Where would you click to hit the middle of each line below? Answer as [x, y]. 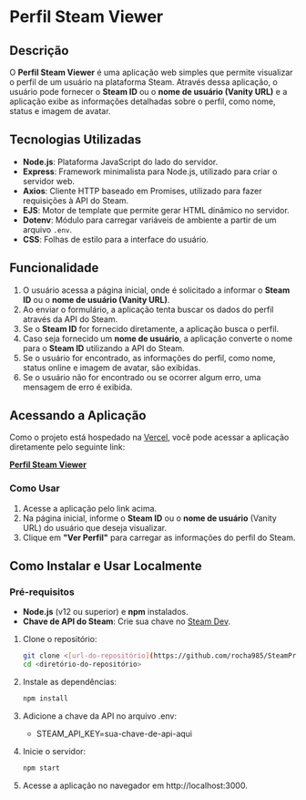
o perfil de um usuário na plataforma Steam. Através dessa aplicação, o [143, 82]
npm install [45, 699]
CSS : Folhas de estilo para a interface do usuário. [116, 239]
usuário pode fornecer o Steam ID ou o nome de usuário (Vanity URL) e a [148, 92]
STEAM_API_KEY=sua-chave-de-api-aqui [114, 734]
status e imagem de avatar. [60, 111]
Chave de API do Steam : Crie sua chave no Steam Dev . [126, 621]
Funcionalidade [54, 268]
